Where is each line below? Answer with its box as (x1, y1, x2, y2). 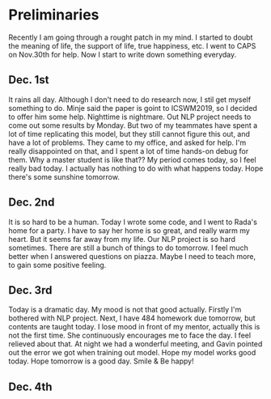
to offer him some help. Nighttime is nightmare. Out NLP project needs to (8, 112, 252, 121)
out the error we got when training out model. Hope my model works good (8, 348, 256, 358)
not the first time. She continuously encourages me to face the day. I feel (8, 330, 252, 341)
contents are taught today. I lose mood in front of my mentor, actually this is (8, 322, 260, 332)
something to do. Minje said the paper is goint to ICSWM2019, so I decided (8, 103, 257, 112)
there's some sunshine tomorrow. (8, 172, 120, 181)
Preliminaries (8, 6, 100, 24)
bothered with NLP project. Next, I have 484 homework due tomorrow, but (8, 313, 256, 323)
